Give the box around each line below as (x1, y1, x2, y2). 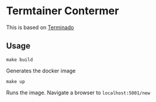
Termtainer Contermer (6, 4, 119, 18)
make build (6, 56, 33, 63)
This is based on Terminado (6, 24, 74, 31)
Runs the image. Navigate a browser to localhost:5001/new (6, 89, 150, 96)
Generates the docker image (6, 67, 76, 74)
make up (6, 78, 26, 84)
